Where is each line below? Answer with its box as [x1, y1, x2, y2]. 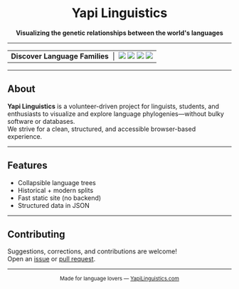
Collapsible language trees [17, 178, 96, 186]
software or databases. [7, 117, 75, 125]
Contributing [7, 228, 65, 240]
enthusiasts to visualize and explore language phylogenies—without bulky [7, 109, 224, 118]
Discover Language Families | [11, 51, 115, 61]
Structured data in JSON [17, 201, 90, 209]
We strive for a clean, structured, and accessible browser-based [7, 125, 196, 133]
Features [7, 159, 48, 172]
